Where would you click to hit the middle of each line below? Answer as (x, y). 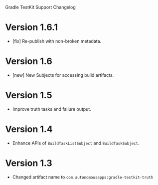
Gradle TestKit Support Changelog (40, 7)
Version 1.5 (29, 95)
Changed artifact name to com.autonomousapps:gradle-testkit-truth (83, 177)
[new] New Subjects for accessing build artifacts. (63, 75)
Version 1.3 (29, 163)
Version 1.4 (29, 129)
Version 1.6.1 (32, 27)
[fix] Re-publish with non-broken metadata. (57, 41)
